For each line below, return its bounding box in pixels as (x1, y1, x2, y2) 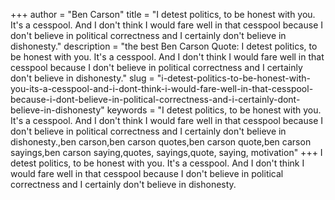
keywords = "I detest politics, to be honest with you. (106, 104, 322, 116)
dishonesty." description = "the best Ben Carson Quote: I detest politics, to (10, 40, 318, 52)
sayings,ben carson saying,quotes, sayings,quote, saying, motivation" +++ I (10, 147, 323, 158)
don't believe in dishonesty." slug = (10, 72, 155, 84)
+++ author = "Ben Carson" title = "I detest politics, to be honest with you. (10, 9, 316, 20)
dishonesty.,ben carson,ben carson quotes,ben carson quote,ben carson (10, 136, 312, 148)
